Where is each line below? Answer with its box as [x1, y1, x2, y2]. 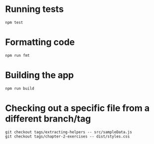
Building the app [5, 70, 74, 81]
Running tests [5, 3, 64, 15]
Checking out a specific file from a [5, 103, 150, 114]
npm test [5, 20, 23, 25]
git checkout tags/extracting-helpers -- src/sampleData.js [5, 130, 133, 135]
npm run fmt [5, 53, 30, 58]
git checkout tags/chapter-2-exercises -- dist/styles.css [5, 134, 130, 139]
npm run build [5, 86, 35, 91]
